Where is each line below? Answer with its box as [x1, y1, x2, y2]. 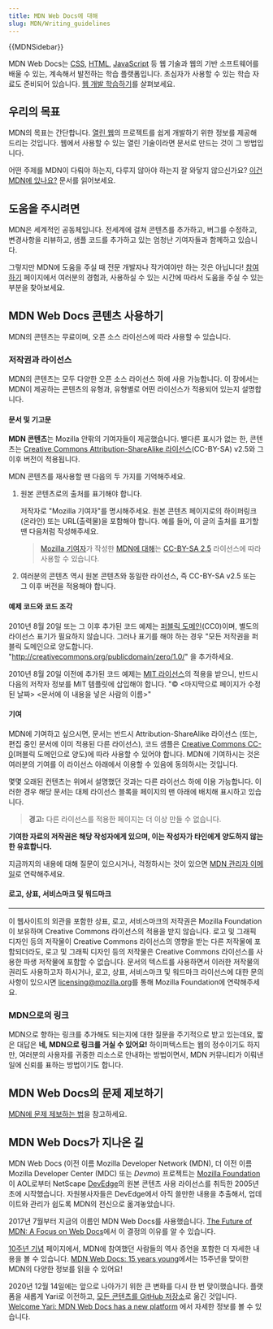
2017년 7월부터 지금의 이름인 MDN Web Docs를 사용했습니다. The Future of [8, 1216, 253, 1226]
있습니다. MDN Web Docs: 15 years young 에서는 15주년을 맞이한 [40, 1253, 249, 1263]
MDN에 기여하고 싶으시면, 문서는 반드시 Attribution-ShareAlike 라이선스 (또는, [8, 729, 258, 738]
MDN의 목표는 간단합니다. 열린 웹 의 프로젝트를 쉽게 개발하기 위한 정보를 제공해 [8, 128, 258, 138]
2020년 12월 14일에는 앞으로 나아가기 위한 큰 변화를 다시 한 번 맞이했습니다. [8, 1281, 249, 1291]
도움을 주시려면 [8, 201, 80, 215]
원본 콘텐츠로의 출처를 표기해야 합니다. [19, 489, 142, 499]
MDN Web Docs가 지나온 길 [8, 1135, 144, 1149]
